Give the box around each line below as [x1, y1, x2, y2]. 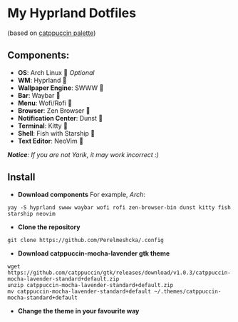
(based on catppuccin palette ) [7, 29, 96, 37]
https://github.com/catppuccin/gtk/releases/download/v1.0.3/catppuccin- [7, 269, 232, 276]
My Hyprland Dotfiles [7, 5, 137, 21]
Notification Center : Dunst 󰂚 [17, 114, 103, 122]
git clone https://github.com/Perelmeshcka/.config [7, 236, 164, 243]
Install [7, 171, 36, 183]
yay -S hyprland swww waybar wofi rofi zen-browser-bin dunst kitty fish [7, 203, 232, 211]
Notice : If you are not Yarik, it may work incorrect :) [7, 150, 159, 159]
